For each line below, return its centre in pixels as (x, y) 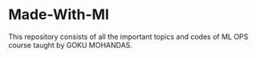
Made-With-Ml (59, 15)
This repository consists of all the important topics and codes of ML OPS (128, 37)
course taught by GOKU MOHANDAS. (70, 44)
